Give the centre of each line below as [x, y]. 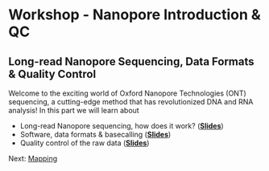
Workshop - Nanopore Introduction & [135, 15]
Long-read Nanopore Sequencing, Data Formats [132, 61]
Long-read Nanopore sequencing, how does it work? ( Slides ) [122, 126]
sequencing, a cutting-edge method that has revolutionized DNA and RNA [131, 102]
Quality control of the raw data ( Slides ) [85, 143]
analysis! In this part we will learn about [74, 110]
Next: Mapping [33, 159]
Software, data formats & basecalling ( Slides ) [95, 134]
